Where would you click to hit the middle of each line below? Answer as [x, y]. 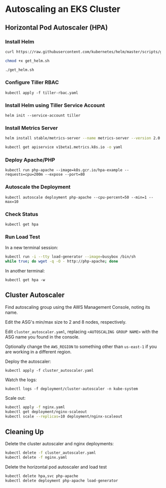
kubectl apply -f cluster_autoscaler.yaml [49, 370]
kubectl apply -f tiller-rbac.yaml [42, 93]
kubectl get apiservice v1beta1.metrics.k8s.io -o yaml [64, 147]
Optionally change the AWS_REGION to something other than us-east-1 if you [81, 347]
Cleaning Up [24, 432]
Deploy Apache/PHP [30, 160]
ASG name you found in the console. [42, 337]
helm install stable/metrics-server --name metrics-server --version [78, 138]
